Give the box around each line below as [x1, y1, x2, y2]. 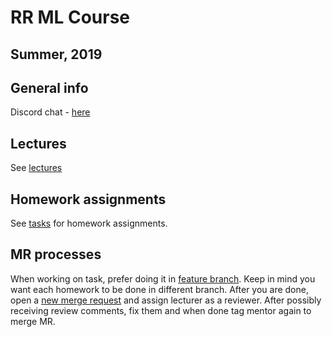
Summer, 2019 [10, 46, 103, 63]
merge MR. [10, 315, 56, 327]
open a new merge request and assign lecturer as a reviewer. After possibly [10, 294, 322, 306]
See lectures [10, 162, 63, 174]
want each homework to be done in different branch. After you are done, [10, 283, 309, 295]
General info [10, 79, 89, 96]
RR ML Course [10, 6, 131, 29]
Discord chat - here [10, 106, 91, 118]
